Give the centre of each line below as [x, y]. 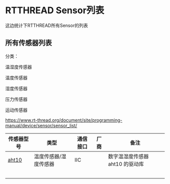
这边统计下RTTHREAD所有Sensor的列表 [47, 25]
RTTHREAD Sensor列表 [55, 10]
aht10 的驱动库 [126, 164]
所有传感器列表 [29, 43]
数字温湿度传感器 [129, 156]
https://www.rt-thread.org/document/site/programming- [64, 120]
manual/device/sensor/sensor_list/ [41, 125]
